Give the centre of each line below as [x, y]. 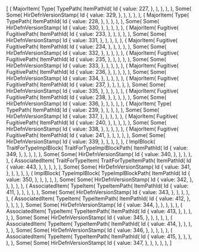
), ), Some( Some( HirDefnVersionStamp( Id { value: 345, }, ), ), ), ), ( [89, 217]
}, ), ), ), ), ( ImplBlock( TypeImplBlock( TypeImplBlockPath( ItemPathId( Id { [98, 173]
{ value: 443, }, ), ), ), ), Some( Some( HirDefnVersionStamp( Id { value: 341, [99, 167]
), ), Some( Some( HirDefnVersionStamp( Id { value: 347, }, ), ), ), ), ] [89, 243]
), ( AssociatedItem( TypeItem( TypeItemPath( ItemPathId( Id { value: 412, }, [98, 198]
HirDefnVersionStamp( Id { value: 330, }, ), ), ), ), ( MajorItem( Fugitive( [92, 27]
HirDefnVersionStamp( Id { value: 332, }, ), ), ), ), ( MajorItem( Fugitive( [92, 53]
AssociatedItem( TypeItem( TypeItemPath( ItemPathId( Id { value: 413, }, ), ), [99, 211]
